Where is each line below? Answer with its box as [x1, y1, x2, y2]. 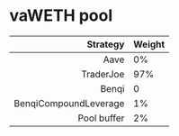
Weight [133, 38, 166, 50]
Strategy [86, 38, 125, 50]
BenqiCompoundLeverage [13, 96, 125, 109]
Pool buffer [77, 112, 125, 124]
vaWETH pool [9, 5, 113, 26]
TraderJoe [80, 68, 125, 80]
